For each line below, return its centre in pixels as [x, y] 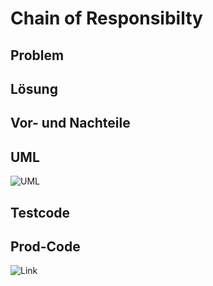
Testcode [40, 212]
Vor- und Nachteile [70, 123]
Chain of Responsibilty [106, 18]
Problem [37, 55]
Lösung [34, 88]
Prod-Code [45, 246]
